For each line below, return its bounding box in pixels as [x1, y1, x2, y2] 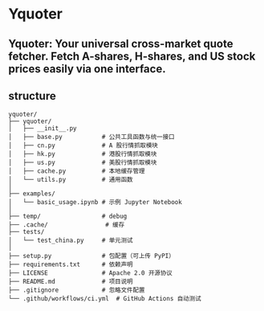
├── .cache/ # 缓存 [8, 221, 125, 229]
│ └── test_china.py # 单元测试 [8, 236, 134, 245]
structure [8, 89, 56, 103]
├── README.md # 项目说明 [8, 278, 134, 286]
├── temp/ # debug [8, 212, 128, 221]
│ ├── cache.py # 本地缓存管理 [8, 167, 145, 175]
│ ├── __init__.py [8, 125, 78, 133]
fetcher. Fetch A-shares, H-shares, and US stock [8, 49, 256, 63]
